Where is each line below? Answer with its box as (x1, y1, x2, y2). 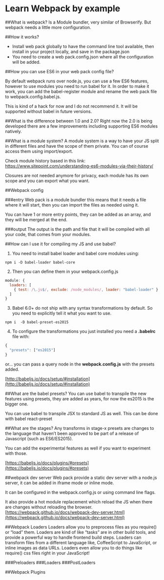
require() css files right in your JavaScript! (5, 550, 90, 556)
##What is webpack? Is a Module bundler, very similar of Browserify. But (5, 19, 151, 25)
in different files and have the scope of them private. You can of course (5, 143, 148, 149)
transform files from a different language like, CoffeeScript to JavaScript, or (5, 539, 157, 545)
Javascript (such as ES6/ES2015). (5, 435, 73, 442)
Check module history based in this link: (5, 158, 86, 163)
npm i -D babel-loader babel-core (5, 260, 76, 265)
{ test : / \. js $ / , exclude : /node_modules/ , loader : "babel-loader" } (14, 287, 159, 292)
